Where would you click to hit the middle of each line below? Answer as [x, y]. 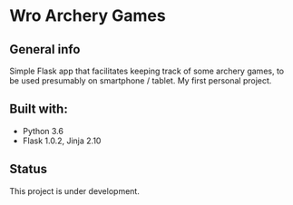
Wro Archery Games [88, 16]
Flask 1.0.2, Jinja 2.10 [62, 141]
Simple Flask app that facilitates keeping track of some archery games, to [146, 71]
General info [45, 49]
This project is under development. [75, 190]
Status [29, 169]
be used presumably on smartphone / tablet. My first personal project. [141, 81]
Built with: [39, 109]
